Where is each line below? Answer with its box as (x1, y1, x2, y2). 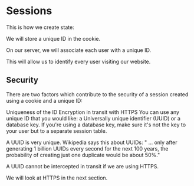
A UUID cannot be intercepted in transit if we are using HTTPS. (6, 162, 159, 169)
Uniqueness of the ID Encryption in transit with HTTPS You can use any (6, 108, 180, 116)
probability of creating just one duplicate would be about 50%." (6, 151, 160, 158)
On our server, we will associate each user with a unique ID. (6, 46, 152, 54)
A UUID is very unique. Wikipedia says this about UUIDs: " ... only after (6, 139, 178, 146)
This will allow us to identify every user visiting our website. (6, 58, 151, 65)
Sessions (6, 4, 52, 18)
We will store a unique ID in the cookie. (6, 35, 101, 42)
